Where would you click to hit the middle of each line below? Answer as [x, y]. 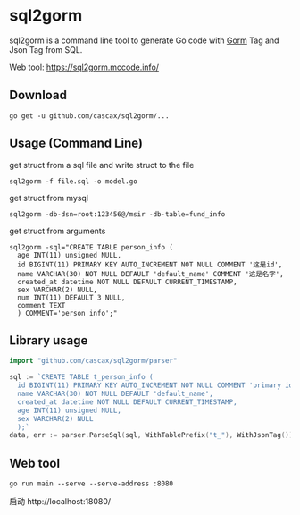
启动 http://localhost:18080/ [60, 502]
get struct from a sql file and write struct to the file [102, 165]
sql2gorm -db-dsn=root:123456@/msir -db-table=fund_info [117, 214]
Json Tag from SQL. [46, 49]
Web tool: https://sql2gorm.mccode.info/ [84, 67]
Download [38, 95]
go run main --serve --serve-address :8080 [92, 484]
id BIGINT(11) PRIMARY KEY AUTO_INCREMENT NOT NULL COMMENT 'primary [149, 385]
